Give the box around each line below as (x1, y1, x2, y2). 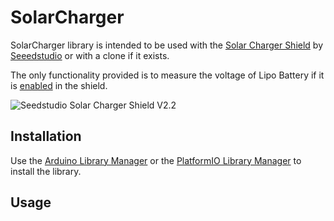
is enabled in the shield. (10, 79, 108, 91)
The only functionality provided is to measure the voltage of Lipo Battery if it (10, 69, 325, 81)
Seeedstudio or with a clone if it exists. (10, 49, 170, 61)
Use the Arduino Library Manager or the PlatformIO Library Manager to (10, 154, 302, 166)
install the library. (10, 165, 82, 177)
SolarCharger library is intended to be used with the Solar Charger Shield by (10, 39, 324, 51)
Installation (10, 128, 82, 145)
